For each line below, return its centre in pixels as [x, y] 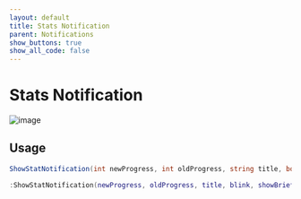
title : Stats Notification [60, 26]
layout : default [39, 17]
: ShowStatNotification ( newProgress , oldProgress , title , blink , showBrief [152, 185]
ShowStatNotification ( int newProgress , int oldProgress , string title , [146, 169]
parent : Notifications [52, 34]
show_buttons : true [46, 43]
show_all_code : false [50, 51]
